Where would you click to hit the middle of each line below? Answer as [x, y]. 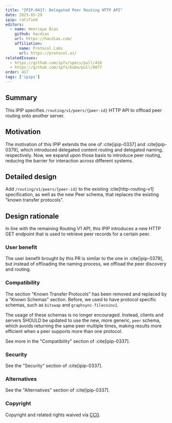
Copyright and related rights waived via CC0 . [53, 415]
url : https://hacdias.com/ [43, 39]
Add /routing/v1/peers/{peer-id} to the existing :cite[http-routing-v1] [80, 189]
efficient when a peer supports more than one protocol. [64, 331]
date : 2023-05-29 [24, 15]
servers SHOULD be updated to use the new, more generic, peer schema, [83, 320]
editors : [15, 24]
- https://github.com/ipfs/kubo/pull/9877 [56, 67]
